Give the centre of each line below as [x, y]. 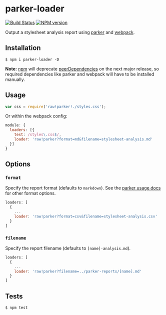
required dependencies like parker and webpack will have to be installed [80, 74]
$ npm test [16, 307]
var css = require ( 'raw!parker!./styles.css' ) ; [56, 106]
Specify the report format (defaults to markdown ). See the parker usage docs [83, 188]
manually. [15, 79]
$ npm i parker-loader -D [32, 59]
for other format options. [30, 193]
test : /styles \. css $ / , [38, 135]
